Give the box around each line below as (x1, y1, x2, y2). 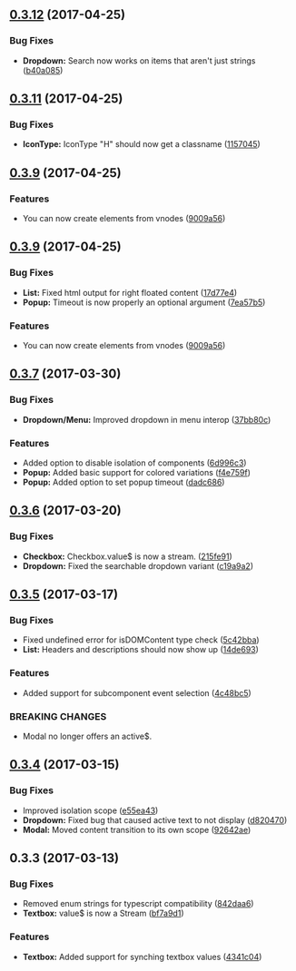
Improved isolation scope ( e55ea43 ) (22, 805, 159, 816)
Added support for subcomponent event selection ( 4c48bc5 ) (22, 687, 252, 698)
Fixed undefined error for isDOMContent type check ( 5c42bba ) (22, 634, 261, 645)
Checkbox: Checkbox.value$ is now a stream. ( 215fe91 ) (22, 551, 233, 562)
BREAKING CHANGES (9, 710, 107, 722)
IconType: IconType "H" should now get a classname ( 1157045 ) (22, 139, 261, 150)
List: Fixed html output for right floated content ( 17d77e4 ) (22, 287, 238, 298)
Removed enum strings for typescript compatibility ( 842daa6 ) (22, 898, 254, 909)
